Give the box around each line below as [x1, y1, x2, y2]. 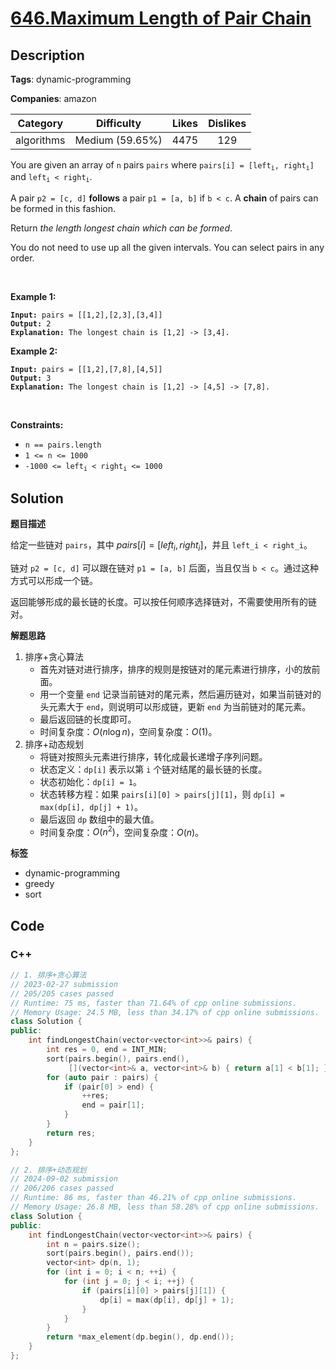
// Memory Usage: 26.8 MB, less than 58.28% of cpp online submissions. [10, 1202, 320, 1212]
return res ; [46, 1128, 97, 1138]
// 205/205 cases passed [10, 988, 114, 999]
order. [10, 252, 35, 264]
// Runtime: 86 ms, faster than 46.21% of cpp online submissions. [10, 1193, 298, 1203]
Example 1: [10, 290, 57, 302]
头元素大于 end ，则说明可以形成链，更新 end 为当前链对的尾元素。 [39, 700, 312, 712]
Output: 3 [10, 373, 52, 383]
